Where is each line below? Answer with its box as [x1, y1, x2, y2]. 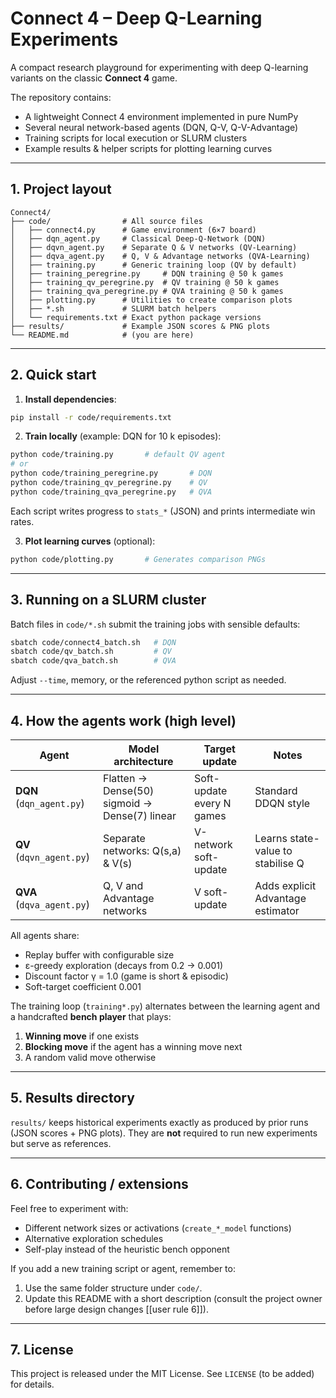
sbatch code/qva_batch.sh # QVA [10, 656, 177, 666]
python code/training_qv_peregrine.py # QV [10, 478, 208, 488]
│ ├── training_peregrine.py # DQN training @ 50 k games [10, 268, 284, 279]
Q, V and [102, 878, 144, 892]
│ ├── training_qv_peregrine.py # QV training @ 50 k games [10, 277, 280, 287]
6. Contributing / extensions [10, 1176, 189, 1193]
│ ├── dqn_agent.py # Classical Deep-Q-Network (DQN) [10, 233, 267, 244]
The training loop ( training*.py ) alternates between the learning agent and [10, 1000, 321, 1012]
